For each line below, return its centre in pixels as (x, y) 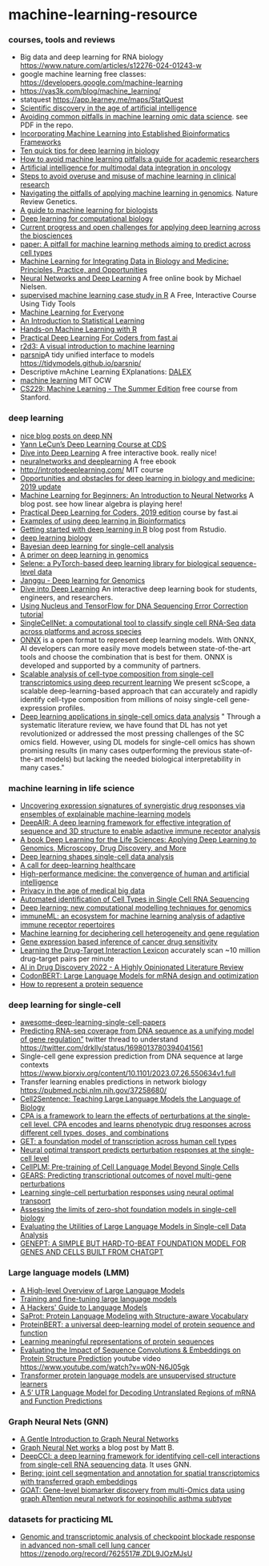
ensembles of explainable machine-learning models (105, 814)
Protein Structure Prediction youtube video (90, 1358)
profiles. (72, 708)
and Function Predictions (61, 1401)
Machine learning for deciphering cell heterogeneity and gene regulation (140, 934)
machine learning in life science (71, 788)
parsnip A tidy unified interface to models (87, 355)
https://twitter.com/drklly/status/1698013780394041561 (111, 1048)
